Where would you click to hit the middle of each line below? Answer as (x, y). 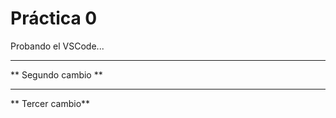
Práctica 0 (54, 18)
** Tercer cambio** (50, 103)
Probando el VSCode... (57, 46)
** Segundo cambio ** (56, 74)
